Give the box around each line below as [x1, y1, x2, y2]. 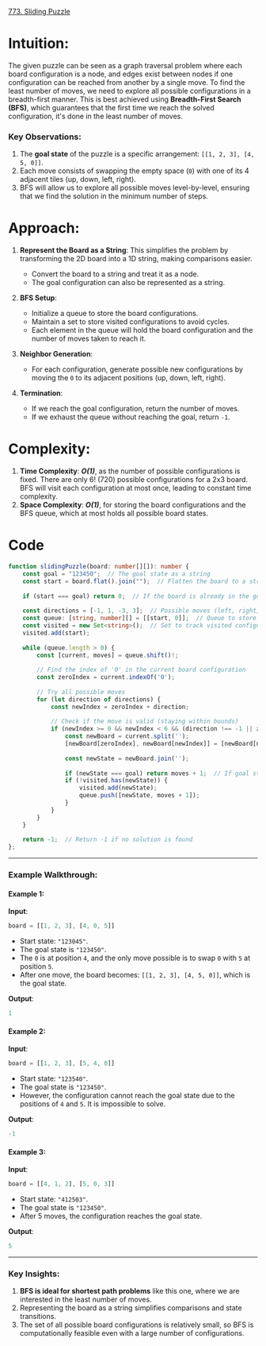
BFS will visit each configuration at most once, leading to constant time [19, 484, 252, 493]
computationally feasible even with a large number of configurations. [19, 1329, 245, 1338]
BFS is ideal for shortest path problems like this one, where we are [19, 1286, 240, 1296]
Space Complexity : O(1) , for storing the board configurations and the [19, 500, 246, 510]
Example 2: [8, 1026, 46, 1036]
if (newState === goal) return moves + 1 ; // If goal [64, 769, 249, 777]
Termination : [19, 388, 63, 398]
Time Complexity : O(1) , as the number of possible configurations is [19, 466, 241, 476]
